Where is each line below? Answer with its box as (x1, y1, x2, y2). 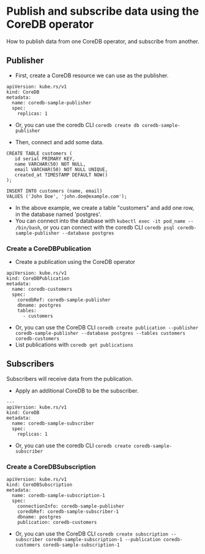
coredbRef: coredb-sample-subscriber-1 (17, 509, 119, 515)
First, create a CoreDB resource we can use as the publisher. (15, 72, 169, 79)
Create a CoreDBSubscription (6, 462, 96, 471)
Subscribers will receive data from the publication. (6, 375, 133, 382)
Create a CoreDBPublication (6, 244, 92, 253)
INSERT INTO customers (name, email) (6, 188, 103, 194)
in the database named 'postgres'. (15, 210, 102, 218)
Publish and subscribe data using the (6, 4, 199, 18)
